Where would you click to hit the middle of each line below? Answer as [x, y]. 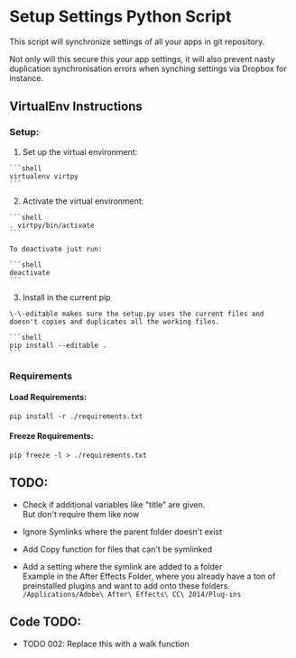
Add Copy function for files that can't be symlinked [117, 549]
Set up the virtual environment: [80, 151]
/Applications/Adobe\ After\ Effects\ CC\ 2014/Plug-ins [132, 594]
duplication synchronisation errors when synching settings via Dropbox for [148, 69]
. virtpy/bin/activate [52, 225]
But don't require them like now [81, 514]
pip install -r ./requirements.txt [76, 416]
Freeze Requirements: [51, 436]
